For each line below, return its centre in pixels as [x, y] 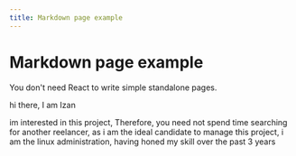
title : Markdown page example [66, 18]
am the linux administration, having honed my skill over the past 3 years [143, 142]
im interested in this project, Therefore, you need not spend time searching [148, 122]
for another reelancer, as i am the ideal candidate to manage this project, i [147, 132]
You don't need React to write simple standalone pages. [113, 87]
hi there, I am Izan [43, 105]
